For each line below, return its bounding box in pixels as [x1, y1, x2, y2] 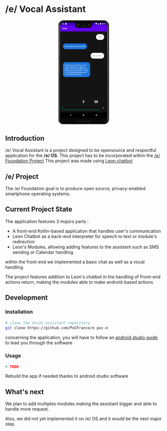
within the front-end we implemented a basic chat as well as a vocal [5, 259, 145, 265]
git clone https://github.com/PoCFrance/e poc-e [5, 325, 108, 330]
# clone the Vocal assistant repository [5, 320, 91, 325]
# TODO [5, 364, 19, 369]
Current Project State [5, 205, 73, 214]
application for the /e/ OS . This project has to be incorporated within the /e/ [5, 153, 161, 159]
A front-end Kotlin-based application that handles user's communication [12, 228, 161, 234]
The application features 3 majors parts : [5, 218, 89, 224]
